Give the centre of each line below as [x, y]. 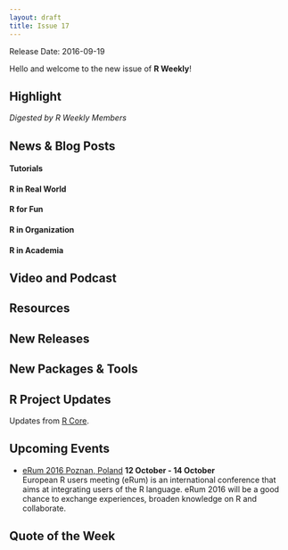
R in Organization [42, 230]
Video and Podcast [63, 279]
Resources [40, 308]
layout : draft [36, 17]
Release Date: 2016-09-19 [57, 51]
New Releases [49, 338]
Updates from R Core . [49, 421]
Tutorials [26, 168]
